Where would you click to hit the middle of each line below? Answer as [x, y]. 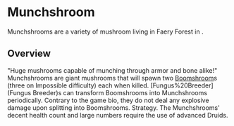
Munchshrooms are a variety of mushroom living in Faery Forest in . [105, 31]
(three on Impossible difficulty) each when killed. [78, 85]
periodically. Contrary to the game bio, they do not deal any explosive [108, 100]
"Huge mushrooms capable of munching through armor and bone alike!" [112, 70]
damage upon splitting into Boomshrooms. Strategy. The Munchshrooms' [113, 107]
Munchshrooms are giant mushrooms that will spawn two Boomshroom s [112, 78]
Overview [29, 54]
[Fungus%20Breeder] [182, 85]
